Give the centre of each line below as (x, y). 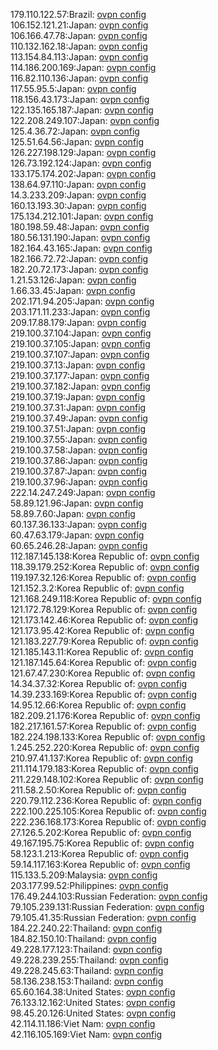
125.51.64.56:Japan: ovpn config (77, 142)
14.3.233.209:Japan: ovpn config (78, 195)
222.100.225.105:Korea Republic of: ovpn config (108, 811)
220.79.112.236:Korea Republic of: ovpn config (106, 800)
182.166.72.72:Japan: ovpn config (79, 258)
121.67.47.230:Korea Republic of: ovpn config (103, 673)
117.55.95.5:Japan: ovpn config (73, 88)
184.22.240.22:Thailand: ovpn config (86, 928)
